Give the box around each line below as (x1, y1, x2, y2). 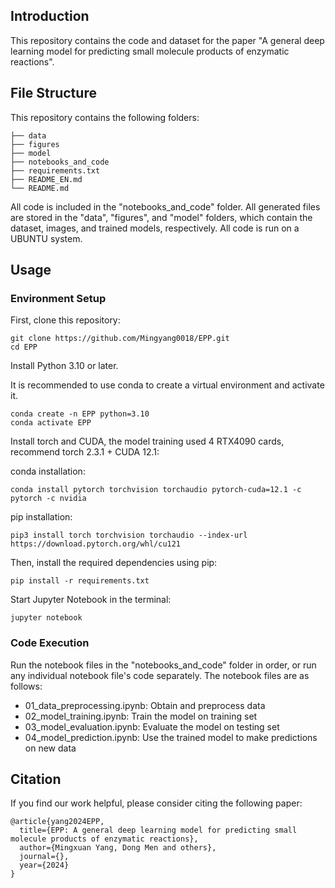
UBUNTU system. (10, 232, 83, 244)
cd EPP (10, 342, 38, 353)
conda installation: (10, 465, 86, 478)
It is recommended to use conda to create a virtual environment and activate (10, 379, 325, 391)
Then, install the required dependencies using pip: (10, 557, 218, 569)
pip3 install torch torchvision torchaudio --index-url (10, 530, 248, 541)
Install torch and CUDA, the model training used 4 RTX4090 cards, (10, 435, 285, 448)
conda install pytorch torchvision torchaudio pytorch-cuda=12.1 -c (10, 485, 302, 495)
